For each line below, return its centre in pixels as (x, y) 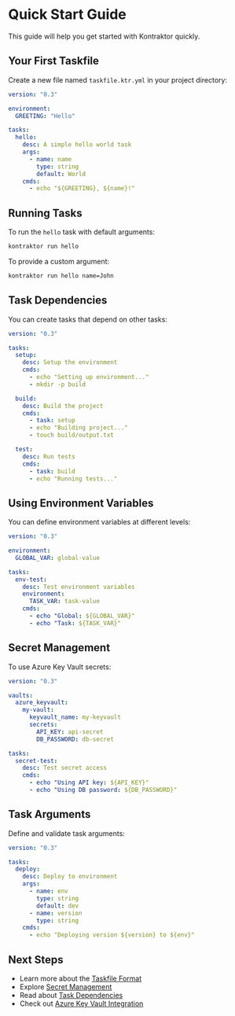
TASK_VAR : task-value (64, 602)
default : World (61, 174)
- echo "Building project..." (78, 428)
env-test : (31, 580)
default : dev (58, 906)
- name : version (55, 913)
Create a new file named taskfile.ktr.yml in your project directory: (118, 79)
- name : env (48, 891)
